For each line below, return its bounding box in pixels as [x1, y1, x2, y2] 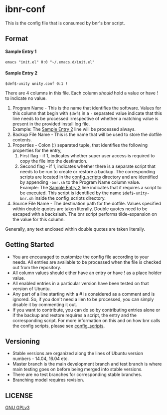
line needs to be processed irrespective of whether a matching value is [12, 115, 159, 121]
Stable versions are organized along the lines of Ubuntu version [12, 351, 144, 357]
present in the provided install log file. [12, 121, 90, 127]
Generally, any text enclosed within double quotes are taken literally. [5, 226, 146, 232]
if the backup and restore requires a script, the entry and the [12, 312, 137, 318]
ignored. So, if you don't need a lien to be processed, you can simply [12, 296, 154, 302]
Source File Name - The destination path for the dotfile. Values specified [12, 200, 161, 206]
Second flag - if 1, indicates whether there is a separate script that [19, 163, 156, 169]
